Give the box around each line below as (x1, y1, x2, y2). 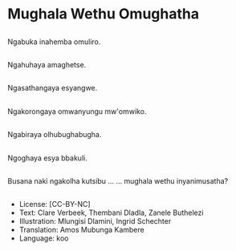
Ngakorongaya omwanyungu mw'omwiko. (7, 106, 147, 116)
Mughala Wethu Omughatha (7, 5, 200, 23)
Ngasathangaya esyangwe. (7, 83, 98, 93)
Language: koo (18, 233, 69, 243)
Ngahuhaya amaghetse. (7, 59, 87, 69)
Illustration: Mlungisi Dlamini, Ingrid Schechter (18, 217, 172, 226)
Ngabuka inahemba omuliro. (7, 37, 101, 47)
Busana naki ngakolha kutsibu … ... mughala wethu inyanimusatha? (7, 176, 229, 185)
